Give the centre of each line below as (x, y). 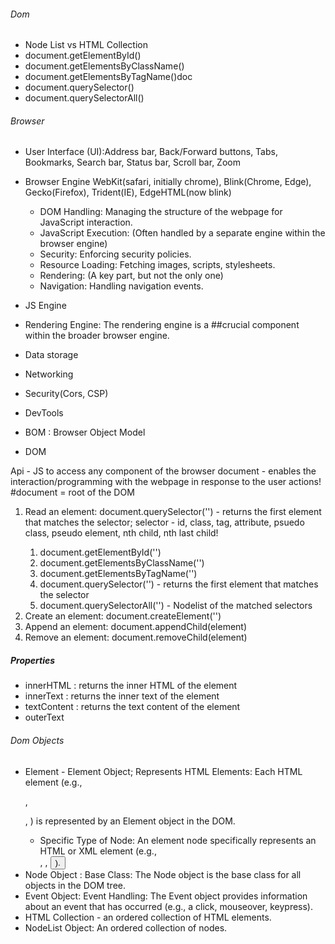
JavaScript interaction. (86, 222)
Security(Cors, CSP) (66, 394)
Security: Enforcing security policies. (115, 254)
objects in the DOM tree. (75, 885)
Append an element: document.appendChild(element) (136, 627)
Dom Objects (37, 740)
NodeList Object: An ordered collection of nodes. (126, 927)
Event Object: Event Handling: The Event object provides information (166, 896)
